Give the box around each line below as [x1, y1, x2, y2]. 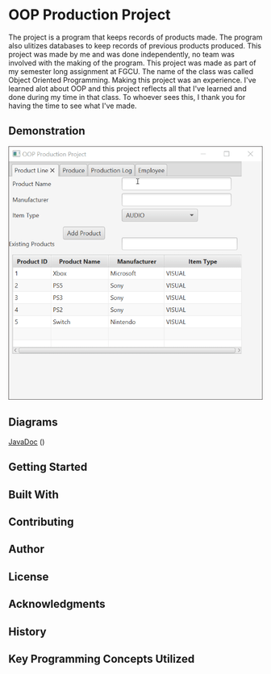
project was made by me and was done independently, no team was [8, 49, 236, 59]
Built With [8, 488, 59, 501]
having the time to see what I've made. [8, 101, 137, 110]
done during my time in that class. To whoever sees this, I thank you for [8, 92, 246, 102]
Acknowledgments [8, 597, 106, 611]
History [8, 625, 47, 639]
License [8, 570, 49, 584]
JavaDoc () [8, 437, 45, 447]
